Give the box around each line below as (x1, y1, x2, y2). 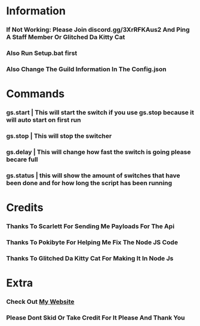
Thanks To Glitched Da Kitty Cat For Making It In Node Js (6, 254, 174, 262)
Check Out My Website (6, 297, 75, 306)
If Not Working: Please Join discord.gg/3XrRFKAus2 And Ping (6, 26, 190, 34)
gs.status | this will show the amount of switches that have (6, 171, 180, 180)
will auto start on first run (6, 116, 81, 124)
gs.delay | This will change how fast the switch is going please (6, 147, 191, 156)
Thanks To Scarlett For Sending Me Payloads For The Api (6, 222, 175, 230)
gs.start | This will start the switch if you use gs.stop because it (6, 109, 194, 117)
